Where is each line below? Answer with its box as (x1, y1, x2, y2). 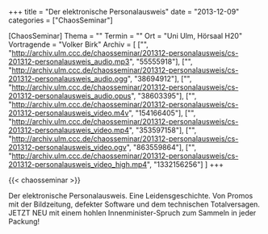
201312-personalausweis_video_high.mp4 (8, 160, 148, 169)
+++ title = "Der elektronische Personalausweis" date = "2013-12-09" (8, 7, 240, 16)
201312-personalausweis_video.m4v (8, 108, 129, 118)
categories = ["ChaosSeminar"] (8, 15, 113, 25)
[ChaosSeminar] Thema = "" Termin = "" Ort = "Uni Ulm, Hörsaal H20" (8, 31, 243, 40)
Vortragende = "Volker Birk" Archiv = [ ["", (8, 40, 149, 49)
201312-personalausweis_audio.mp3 (8, 56, 130, 66)
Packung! (8, 217, 40, 226)
